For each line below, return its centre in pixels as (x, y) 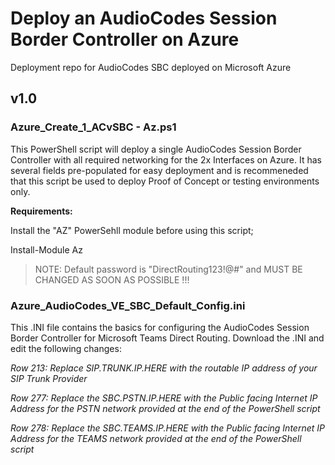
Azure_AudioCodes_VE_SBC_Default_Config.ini (128, 305)
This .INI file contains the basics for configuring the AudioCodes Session (160, 327)
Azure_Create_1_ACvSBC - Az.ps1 (93, 127)
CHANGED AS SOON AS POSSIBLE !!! (112, 279)
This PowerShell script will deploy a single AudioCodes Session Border (156, 149)
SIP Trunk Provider (49, 378)
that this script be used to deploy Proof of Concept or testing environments (165, 181)
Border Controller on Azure (125, 39)
